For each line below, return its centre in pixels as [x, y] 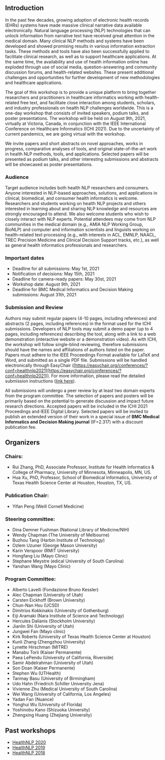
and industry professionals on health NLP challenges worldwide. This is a [79, 108]
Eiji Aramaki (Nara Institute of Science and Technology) [68, 616]
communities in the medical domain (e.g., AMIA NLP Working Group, [74, 224]
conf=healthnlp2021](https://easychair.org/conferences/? [63, 370]
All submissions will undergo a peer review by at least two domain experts [80, 390]
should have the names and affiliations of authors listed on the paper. [75, 350]
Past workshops [30, 730]
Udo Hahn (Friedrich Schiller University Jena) [58, 684]
